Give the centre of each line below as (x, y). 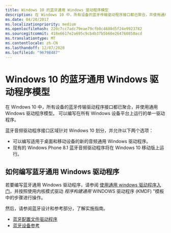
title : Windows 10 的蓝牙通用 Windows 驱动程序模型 (57, 10)
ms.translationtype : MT (31, 39)
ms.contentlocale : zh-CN (32, 43)
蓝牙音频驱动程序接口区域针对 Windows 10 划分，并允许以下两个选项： (79, 131)
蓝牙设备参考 (26, 226)
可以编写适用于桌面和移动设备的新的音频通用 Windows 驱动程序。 (82, 141)
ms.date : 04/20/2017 (27, 19)
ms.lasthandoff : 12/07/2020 (35, 48)
